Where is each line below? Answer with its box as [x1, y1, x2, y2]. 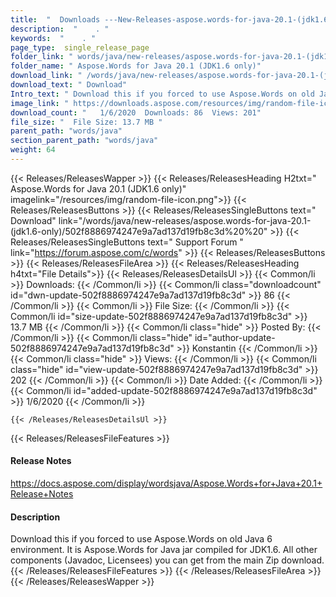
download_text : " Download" [10, 80, 128, 90]
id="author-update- [194, 331, 276, 343]
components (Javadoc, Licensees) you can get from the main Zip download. [10, 554, 325, 566]
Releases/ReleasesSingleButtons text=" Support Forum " [10, 236, 244, 248]
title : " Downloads [10, 14, 101, 25]
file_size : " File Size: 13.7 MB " [10, 117, 163, 127]
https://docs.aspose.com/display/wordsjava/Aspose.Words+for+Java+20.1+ [10, 477, 323, 490]
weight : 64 [10, 145, 56, 155]
